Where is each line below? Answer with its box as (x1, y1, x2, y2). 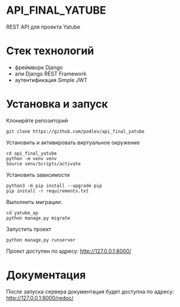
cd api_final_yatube (6, 150, 58, 156)
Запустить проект (6, 225, 52, 233)
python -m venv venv (6, 155, 58, 161)
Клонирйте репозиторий (6, 117, 68, 124)
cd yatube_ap (6, 209, 39, 216)
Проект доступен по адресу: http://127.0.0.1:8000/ (6, 248, 132, 255)
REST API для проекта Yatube (6, 23, 81, 30)
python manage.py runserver (6, 237, 76, 243)
